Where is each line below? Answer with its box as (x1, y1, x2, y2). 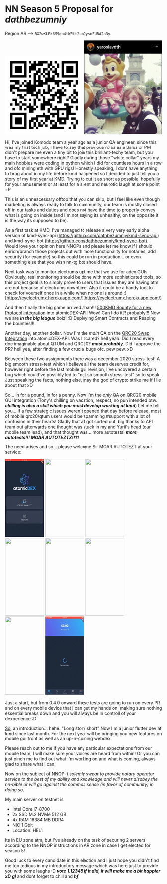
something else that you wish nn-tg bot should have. (5, 259, 113, 265)
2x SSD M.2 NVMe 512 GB (12, 811, 67, 817)
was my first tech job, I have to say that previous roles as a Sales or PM (5, 144, 151, 150)
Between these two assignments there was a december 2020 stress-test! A (5, 355, 160, 362)
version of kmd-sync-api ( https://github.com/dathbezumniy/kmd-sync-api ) (5, 232, 159, 238)
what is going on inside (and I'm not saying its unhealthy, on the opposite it (5, 212, 159, 218)
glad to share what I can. (5, 761, 56, 767)
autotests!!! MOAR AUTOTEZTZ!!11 (5, 434, 79, 440)
